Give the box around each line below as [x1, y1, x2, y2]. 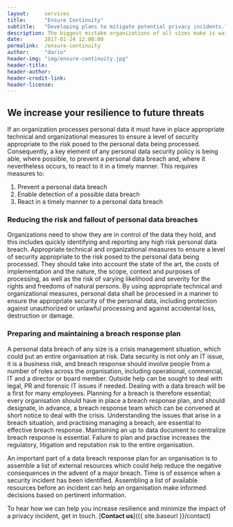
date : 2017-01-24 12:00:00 [7, 36, 104, 43]
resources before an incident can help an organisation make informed [7, 483, 207, 492]
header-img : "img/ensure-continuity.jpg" [7, 55, 129, 62]
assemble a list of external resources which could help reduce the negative [7, 461, 222, 469]
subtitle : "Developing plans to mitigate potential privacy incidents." [7, 23, 228, 30]
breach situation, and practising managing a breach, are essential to [7, 418, 202, 426]
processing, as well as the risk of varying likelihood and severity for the [7, 275, 211, 283]
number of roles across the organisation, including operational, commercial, [7, 367, 223, 375]
